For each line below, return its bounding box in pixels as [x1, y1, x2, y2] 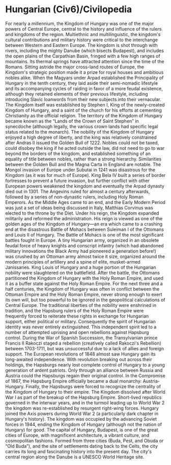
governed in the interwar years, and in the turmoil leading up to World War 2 [5, 399, 165, 406]
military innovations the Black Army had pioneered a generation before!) [5, 248, 157, 254]
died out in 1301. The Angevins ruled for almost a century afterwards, [5, 188, 150, 194]
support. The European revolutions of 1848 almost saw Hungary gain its [5, 351, 156, 357]
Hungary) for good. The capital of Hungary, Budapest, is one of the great [5, 427, 158, 433]
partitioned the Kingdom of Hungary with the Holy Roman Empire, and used [5, 275, 164, 281]
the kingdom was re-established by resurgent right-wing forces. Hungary [5, 405, 159, 411]
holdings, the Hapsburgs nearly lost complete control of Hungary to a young [5, 361, 165, 368]
